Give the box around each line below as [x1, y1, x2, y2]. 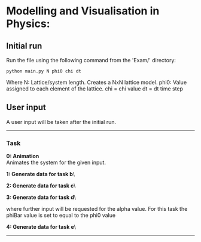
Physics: [6, 17, 50, 31]
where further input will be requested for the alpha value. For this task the [6, 205, 188, 213]
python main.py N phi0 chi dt [6, 68, 82, 74]
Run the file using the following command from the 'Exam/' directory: [6, 57, 176, 63]
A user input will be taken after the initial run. [6, 118, 117, 125]
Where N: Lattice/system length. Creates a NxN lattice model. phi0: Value [6, 79, 187, 86]
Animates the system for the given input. [6, 159, 106, 166]
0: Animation [6, 153, 39, 160]
